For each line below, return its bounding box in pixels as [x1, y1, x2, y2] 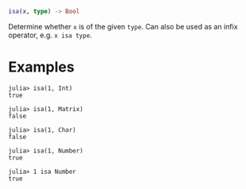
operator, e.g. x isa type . [8, 30, 92, 40]
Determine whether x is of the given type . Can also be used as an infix [8, 21, 238, 31]
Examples [8, 58, 75, 76]
